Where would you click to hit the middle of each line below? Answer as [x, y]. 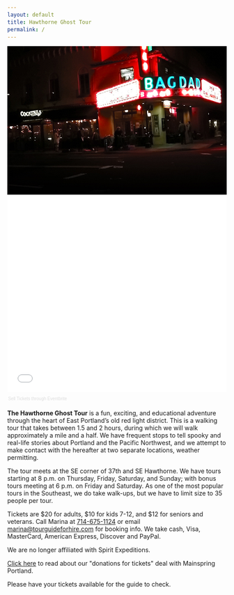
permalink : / [26, 29]
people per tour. [30, 501]
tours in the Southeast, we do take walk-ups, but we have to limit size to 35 [115, 493]
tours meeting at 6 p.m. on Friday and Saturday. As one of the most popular [116, 486]
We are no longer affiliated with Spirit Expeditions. [79, 550]
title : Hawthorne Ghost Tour [49, 22]
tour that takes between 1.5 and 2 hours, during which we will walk [103, 428]
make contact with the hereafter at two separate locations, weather [103, 450]
